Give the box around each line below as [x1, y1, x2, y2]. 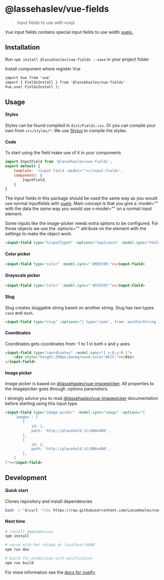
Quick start [5, 487, 28, 493]
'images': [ [14, 415, 38, 419]
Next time [5, 518, 25, 524]
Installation [5, 43, 40, 52]
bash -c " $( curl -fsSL [5, 508, 51, 512]
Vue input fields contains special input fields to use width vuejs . [5, 29, 135, 35]
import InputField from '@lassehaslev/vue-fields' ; [5, 159, 112, 164]
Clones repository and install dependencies [5, 498, 93, 504]
